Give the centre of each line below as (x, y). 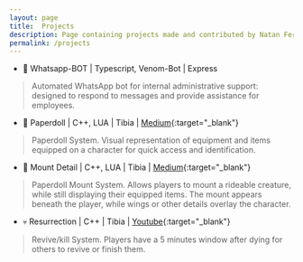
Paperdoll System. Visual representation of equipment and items (151, 140)
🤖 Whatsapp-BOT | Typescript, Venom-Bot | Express (120, 69)
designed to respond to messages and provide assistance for (145, 96)
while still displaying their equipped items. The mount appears (147, 194)
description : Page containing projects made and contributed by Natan (145, 34)
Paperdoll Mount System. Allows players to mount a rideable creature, (161, 185)
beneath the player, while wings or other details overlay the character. (161, 204)
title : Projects (42, 26)
